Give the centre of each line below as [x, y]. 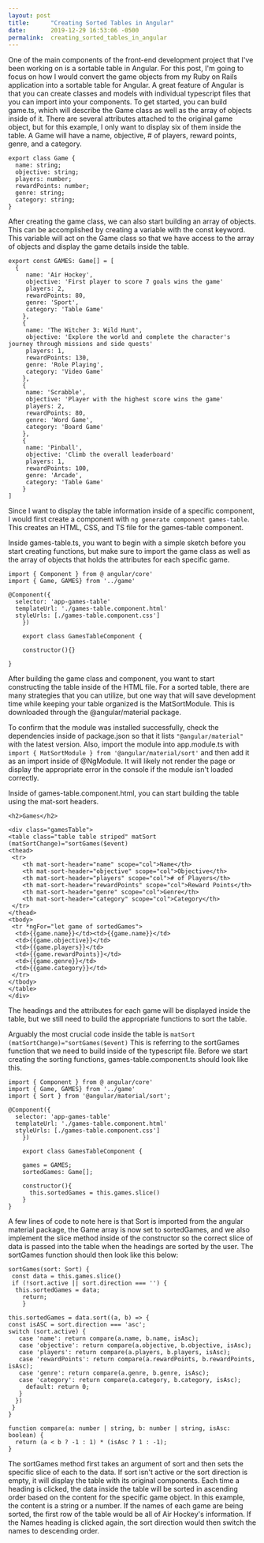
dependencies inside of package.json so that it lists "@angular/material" [126, 736]
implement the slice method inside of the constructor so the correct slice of [131, 1238]
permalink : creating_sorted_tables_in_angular [88, 38]
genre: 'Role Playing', [65, 365]
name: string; [38, 166]
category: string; [46, 200]
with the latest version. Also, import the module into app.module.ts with [124, 744]
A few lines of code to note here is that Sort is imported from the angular [126, 1221]
